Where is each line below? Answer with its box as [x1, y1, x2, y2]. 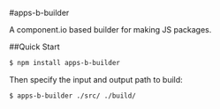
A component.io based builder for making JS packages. [9, 25, 212, 34]
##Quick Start [9, 41, 60, 52]
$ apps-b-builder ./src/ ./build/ [9, 91, 137, 100]
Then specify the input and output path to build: [9, 74, 183, 84]
